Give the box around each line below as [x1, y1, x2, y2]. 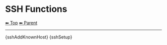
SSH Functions [5, 3, 68, 15]
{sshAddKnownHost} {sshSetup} [5, 34, 73, 40]
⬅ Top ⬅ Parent [5, 20, 38, 26]
